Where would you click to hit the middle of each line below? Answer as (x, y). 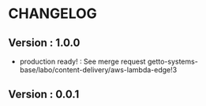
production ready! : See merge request (82, 61)
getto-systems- (173, 61)
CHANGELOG (52, 14)
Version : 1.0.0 (44, 43)
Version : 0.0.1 (44, 95)
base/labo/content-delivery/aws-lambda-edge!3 (98, 70)
